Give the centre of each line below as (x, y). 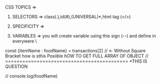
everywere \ (24, 41)
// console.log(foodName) (31, 76)
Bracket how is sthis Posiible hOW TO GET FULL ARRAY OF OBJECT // (77, 56)
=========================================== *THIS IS (76, 61)
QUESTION (17, 66)
